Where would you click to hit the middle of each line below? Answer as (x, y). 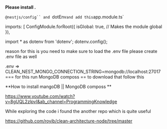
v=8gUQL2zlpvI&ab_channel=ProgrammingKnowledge (61, 101)
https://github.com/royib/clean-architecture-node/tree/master (69, 121)
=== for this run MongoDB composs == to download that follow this (75, 77)
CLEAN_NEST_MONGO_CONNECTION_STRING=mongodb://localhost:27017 (83, 71)
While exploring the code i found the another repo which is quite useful (78, 111)
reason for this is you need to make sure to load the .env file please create (81, 51)
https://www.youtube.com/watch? (40, 96)
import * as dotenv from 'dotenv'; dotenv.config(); (57, 41)
